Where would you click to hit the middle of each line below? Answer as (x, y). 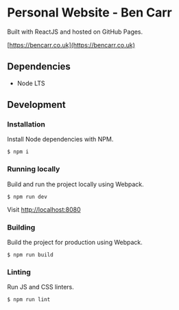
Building (21, 227)
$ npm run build (30, 255)
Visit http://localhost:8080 (44, 209)
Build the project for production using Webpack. (75, 243)
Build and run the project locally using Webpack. (75, 184)
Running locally (34, 169)
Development (37, 105)
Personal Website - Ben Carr (90, 13)
